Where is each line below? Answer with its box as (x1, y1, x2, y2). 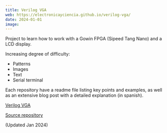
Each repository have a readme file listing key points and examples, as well (5, 87, 162, 93)
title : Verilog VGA (5, 7, 47, 13)
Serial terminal (12, 77, 43, 83)
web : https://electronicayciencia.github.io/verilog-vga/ (5, 12, 131, 17)
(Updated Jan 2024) (5, 122, 48, 128)
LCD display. (5, 41, 32, 47)
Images (12, 66, 29, 72)
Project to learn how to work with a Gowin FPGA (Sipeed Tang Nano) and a (5, 36, 162, 42)
